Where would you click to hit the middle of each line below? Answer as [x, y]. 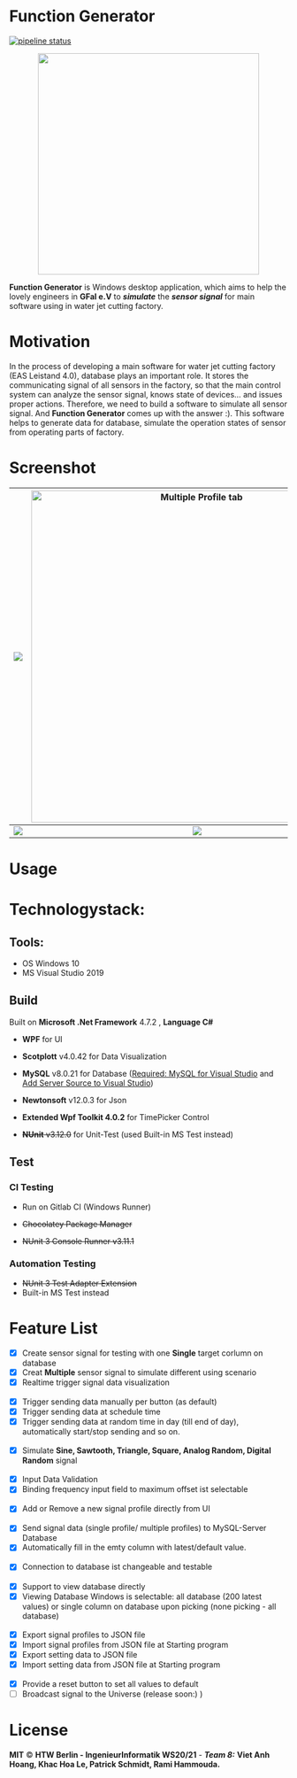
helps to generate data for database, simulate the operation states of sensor [148, 422]
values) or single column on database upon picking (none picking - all [149, 1606]
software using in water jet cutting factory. [86, 305]
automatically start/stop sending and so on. [101, 1432]
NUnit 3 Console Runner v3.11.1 [78, 1241]
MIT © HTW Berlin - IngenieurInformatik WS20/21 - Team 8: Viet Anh [140, 1754]
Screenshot [53, 468]
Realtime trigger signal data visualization [96, 1382]
